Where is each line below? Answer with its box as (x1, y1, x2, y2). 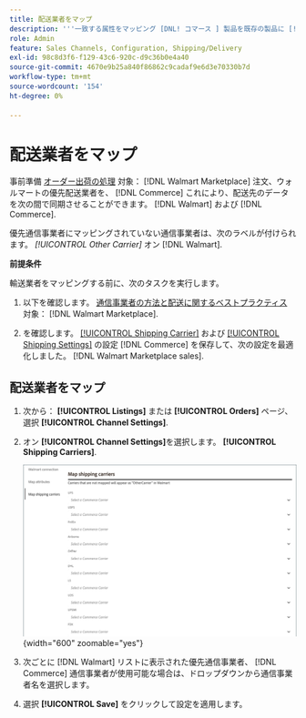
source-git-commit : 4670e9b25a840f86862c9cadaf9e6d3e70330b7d (9, 63, 250, 72)
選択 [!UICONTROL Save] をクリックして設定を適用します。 (22, 698, 248, 709)
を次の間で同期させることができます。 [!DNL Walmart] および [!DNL (9, 198, 262, 209)
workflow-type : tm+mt (9, 73, 92, 82)
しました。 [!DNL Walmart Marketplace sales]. (30, 350, 205, 361)
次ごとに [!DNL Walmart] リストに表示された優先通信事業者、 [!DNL (22, 656, 277, 667)
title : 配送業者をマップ (9, 15, 93, 24)
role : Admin (9, 34, 55, 43)
